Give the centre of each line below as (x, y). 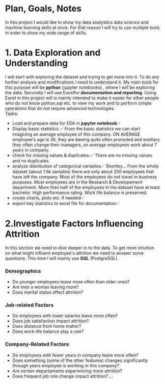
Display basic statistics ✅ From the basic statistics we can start (76, 128)
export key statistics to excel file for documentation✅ (66, 203)
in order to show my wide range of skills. (46, 33)
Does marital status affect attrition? (48, 292)
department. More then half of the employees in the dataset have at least (86, 187)
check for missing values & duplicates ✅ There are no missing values (82, 155)
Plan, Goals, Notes (43, 9)
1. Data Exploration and (53, 53)
